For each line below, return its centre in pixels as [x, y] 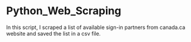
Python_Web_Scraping [64, 11]
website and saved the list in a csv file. [54, 33]
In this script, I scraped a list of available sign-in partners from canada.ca [96, 27]
